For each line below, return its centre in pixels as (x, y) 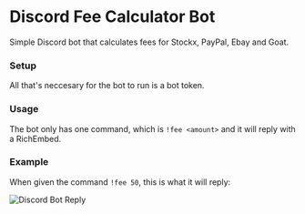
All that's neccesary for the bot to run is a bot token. (107, 86)
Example (29, 162)
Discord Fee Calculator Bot (112, 17)
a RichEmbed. (36, 138)
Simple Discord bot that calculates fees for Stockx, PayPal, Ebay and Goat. (149, 42)
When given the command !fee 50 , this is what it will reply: (120, 182)
